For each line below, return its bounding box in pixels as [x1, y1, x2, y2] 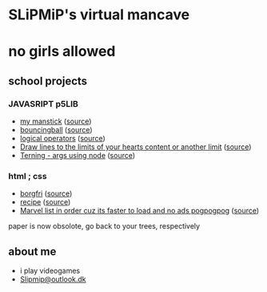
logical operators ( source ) [19, 134, 106, 144]
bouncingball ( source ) [19, 125, 94, 135]
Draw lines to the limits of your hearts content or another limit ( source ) [19, 142, 252, 152]
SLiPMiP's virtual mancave [8, 6, 190, 24]
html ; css [8, 170, 47, 181]
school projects [8, 74, 88, 87]
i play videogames [19, 266, 81, 276]
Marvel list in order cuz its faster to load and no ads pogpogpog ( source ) [19, 206, 260, 216]
